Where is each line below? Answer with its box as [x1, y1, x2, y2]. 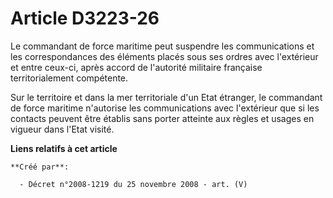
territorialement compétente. [10, 72, 129, 84]
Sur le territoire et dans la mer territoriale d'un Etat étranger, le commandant [10, 91, 323, 103]
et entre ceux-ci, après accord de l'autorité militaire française [10, 61, 263, 73]
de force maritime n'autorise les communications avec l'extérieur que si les [10, 102, 320, 114]
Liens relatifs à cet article [10, 142, 118, 154]
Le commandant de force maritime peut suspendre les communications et [10, 40, 315, 52]
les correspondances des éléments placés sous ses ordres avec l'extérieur [10, 50, 319, 62]
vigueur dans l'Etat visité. [10, 123, 115, 135]
